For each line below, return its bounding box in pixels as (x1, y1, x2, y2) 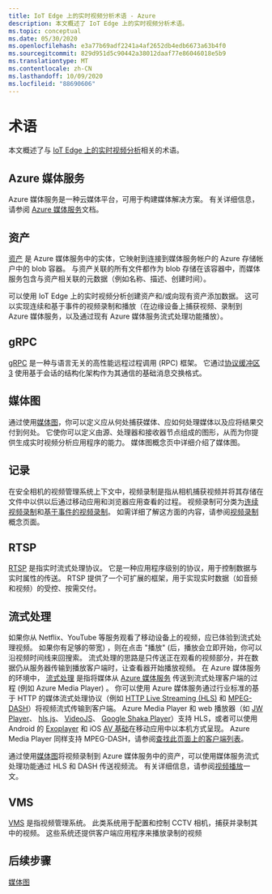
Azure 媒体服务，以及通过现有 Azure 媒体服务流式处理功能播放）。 (8, 311, 228, 321)
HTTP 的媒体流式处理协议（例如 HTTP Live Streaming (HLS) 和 (17, 694, 227, 704)
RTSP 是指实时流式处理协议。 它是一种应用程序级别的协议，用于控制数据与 (8, 563, 257, 573)
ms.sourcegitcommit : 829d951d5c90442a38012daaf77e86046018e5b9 (8, 49, 227, 58)
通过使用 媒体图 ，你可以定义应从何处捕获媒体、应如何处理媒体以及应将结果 (8, 417, 257, 426)
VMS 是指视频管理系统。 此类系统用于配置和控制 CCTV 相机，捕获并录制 (8, 818, 251, 828)
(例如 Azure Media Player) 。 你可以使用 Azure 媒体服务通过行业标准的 (17, 683, 253, 693)
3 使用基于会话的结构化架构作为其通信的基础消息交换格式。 (8, 368, 206, 378)
